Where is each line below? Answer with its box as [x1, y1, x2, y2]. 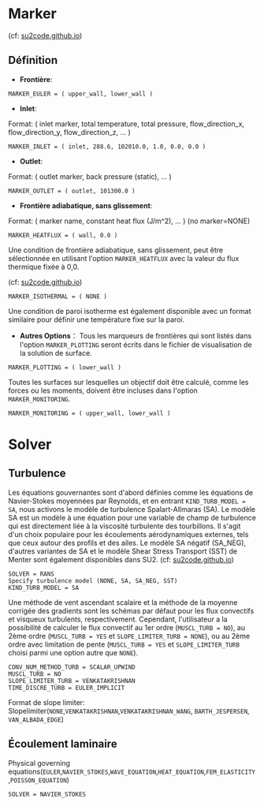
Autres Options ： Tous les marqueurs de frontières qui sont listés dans [19, 330, 252, 340]
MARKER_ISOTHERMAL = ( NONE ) [8, 293, 108, 300]
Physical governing [8, 758, 71, 767]
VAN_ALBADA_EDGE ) [8, 715, 65, 724]
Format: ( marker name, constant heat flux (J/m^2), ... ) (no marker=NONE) [8, 216, 251, 226]
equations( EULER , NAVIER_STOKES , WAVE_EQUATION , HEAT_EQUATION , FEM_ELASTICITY [8, 767, 256, 776]
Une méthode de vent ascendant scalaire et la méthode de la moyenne [8, 597, 238, 607]
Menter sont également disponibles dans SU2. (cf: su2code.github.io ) [8, 554, 235, 564]
